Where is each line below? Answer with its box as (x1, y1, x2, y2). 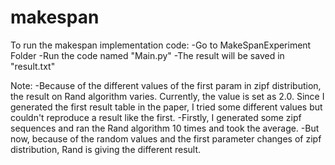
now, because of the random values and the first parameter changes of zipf (10, 132, 322, 145)
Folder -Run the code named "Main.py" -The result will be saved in (10, 49, 285, 61)
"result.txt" (10, 60, 56, 72)
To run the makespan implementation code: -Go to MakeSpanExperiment (10, 39, 312, 51)
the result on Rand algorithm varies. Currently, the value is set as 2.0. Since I (10, 90, 325, 102)
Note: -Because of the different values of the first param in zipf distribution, (10, 79, 322, 91)
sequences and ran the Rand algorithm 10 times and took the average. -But (10, 122, 320, 134)
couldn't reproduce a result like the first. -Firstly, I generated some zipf (10, 111, 302, 123)
